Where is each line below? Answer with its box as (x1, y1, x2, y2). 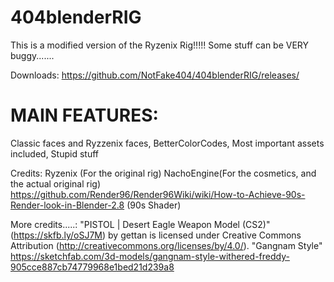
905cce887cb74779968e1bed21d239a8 (10, 261, 175, 273)
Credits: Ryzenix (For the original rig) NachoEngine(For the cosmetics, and (10, 167, 317, 179)
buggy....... (10, 49, 55, 61)
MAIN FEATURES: (10, 104, 159, 127)
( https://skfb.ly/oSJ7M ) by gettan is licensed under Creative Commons (10, 229, 302, 241)
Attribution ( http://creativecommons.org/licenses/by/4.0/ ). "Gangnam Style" (10, 239, 323, 251)
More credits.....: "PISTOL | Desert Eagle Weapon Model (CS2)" (10, 218, 271, 230)
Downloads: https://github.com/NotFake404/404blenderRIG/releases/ (10, 69, 300, 81)
